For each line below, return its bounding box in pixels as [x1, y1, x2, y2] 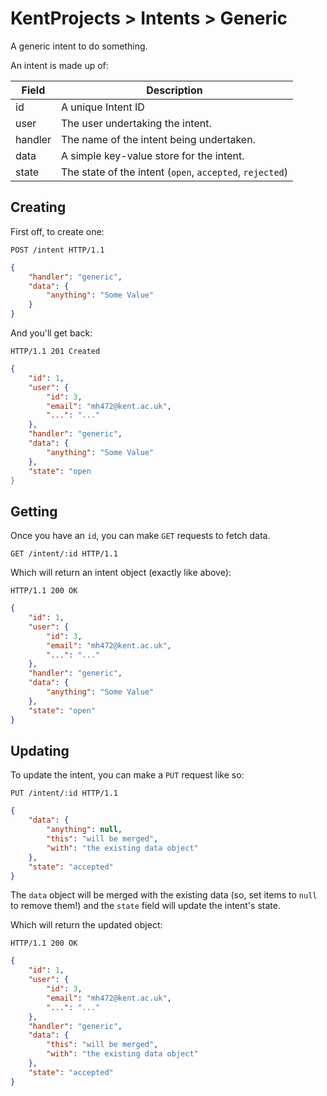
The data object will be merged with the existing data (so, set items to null [10, 889, 318, 901]
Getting [10, 503, 58, 520]
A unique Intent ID [60, 100, 145, 114]
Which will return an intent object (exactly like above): [10, 567, 232, 579]
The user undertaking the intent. [60, 116, 212, 130]
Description [146, 83, 203, 97]
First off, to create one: [10, 225, 105, 237]
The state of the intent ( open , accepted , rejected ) [60, 165, 289, 179]
